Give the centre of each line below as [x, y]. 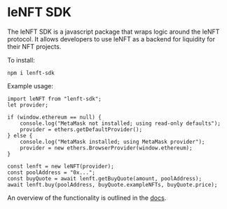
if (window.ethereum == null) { [54, 117]
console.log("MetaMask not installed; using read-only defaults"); [120, 123]
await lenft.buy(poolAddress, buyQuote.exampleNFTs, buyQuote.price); [112, 184]
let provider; [28, 105]
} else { [20, 135]
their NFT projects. [34, 46]
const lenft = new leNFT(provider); [61, 166]
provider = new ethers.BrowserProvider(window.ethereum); [106, 148]
